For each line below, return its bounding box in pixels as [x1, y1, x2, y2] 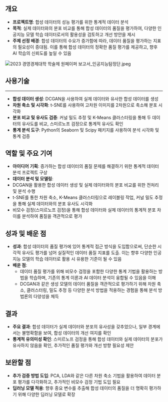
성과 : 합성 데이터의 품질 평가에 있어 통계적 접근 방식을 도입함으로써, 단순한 [12, 244, 156, 250]
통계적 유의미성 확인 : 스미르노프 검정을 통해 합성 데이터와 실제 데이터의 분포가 [12, 336, 163, 342]
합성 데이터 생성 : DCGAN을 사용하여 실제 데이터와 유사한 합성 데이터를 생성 [12, 95, 159, 101]
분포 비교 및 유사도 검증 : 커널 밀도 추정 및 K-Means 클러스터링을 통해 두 [12, 114, 151, 120]
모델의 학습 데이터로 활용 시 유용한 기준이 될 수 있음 [21, 256, 122, 262]
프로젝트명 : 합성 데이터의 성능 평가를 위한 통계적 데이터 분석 [12, 19, 129, 25]
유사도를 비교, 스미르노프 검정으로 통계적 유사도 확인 [21, 120, 123, 126]
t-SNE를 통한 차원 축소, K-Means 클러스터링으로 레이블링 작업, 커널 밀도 [12, 194, 153, 201]
